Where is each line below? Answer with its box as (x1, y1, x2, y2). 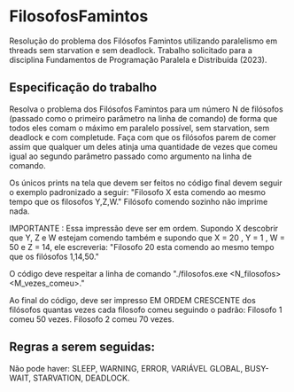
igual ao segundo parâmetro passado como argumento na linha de (9, 151, 252, 161)
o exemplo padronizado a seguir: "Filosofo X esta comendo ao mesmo (9, 186, 266, 197)
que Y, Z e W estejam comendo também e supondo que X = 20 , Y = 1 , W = (9, 232, 285, 243)
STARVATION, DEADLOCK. (32, 372, 130, 383)
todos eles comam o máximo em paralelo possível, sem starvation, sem (9, 122, 270, 133)
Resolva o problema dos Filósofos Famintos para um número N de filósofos (9, 104, 283, 114)
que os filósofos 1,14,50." (9, 251, 100, 262)
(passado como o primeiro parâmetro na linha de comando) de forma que (9, 113, 278, 123)
